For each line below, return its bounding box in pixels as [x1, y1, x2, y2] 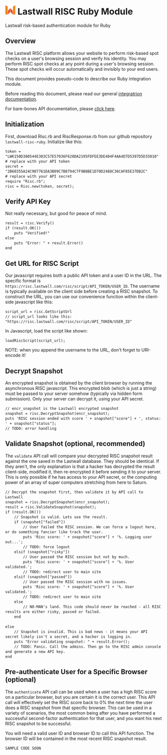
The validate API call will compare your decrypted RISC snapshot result [5, 453, 153, 459]
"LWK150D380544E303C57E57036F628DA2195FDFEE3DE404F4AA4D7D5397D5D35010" [5, 154, 159, 159]
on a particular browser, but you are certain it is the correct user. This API [5, 694, 156, 700]
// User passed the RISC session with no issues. [23, 579, 128, 584]
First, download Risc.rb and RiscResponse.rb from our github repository [5, 133, 153, 139]
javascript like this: [14, 299, 53, 305]
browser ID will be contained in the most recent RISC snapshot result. [5, 736, 148, 742]
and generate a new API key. [5, 649, 66, 654]
